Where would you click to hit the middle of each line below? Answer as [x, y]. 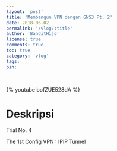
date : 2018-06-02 [28, 23]
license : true [24, 39]
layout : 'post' [25, 12]
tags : [13, 61]
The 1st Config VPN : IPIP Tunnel [46, 142]
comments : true [25, 45]
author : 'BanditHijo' [33, 34]
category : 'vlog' [28, 56]
